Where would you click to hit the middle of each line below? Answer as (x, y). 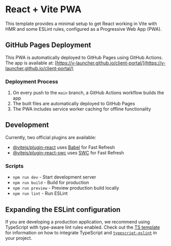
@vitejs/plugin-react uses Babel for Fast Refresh (64, 147)
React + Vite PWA (43, 9)
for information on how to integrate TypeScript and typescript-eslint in (81, 232)
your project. (19, 238)
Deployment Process (32, 81)
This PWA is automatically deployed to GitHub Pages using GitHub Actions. (84, 57)
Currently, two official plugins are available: (51, 137)
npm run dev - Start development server (54, 177)
